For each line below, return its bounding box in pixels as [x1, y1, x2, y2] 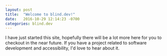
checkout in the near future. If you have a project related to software [5, 40, 147, 46]
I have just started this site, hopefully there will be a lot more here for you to [5, 35, 162, 41]
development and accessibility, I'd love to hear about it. [5, 45, 120, 51]
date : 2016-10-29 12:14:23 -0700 [5, 16, 80, 21]
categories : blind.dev [5, 21, 53, 26]
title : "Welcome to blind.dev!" [5, 12, 75, 17]
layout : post [5, 7, 33, 12]
